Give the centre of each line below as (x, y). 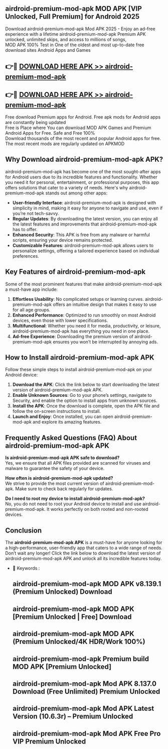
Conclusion (24, 530)
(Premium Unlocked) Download (62, 592)
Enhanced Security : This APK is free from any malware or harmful (81, 235)
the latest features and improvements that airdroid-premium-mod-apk (85, 224)
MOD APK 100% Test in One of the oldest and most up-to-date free (75, 45)
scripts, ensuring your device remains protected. (63, 240)
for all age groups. (31, 309)
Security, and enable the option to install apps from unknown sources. (85, 401)
